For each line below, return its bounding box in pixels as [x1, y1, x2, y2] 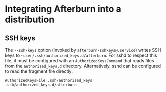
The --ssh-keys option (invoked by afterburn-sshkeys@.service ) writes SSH [5, 47, 161, 53]
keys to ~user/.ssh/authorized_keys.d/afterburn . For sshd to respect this [5, 52, 157, 58]
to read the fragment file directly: [5, 68, 73, 74]
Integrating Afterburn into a [5, 3, 121, 15]
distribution [5, 14, 55, 25]
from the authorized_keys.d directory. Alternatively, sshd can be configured [5, 63, 161, 69]
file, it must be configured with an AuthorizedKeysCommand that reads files [5, 58, 154, 63]
